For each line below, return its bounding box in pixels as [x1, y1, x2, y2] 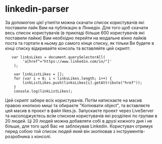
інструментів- [116, 128, 145, 134]
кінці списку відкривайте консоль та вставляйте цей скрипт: [5, 45, 131, 51]
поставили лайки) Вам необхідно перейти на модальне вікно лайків [5, 35, 147, 41]
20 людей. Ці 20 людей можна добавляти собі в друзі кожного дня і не [5, 118, 152, 124]
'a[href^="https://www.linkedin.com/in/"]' [22, 59, 112, 64]
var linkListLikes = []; [14, 72, 64, 76]
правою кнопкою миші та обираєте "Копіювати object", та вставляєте [5, 102, 150, 108]
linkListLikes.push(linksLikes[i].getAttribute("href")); [22, 80, 143, 85]
